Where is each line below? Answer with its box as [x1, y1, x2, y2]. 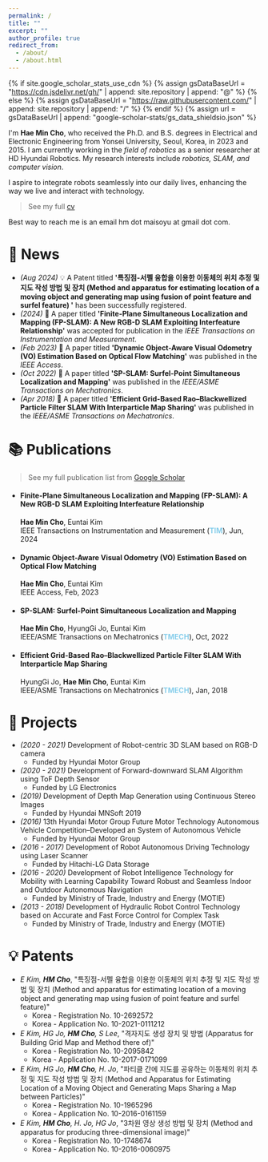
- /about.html [15, 57, 62, 65]
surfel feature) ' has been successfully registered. [19, 300, 187, 309]
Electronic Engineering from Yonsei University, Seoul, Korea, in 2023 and [8, 136, 249, 146]
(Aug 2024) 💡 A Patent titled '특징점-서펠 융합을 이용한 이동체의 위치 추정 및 [19, 272, 260, 282]
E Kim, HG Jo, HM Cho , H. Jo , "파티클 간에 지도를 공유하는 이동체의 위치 [19, 1064, 250, 1074]
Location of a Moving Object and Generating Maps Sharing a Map [19, 1083, 237, 1093]
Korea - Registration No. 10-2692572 [31, 1011, 154, 1020]
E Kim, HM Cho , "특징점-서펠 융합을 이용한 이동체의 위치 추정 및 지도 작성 [19, 974, 252, 984]
